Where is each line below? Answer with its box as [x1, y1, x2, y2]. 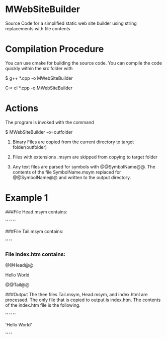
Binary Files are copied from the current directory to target [12, 139, 134, 145]
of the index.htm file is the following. [5, 302, 80, 308]
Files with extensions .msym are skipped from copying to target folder [12, 154, 158, 160]
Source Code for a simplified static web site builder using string [5, 20, 137, 26]
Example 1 [5, 192, 48, 203]
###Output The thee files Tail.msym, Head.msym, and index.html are [5, 292, 148, 298]
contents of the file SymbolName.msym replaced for [12, 169, 121, 175]
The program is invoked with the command [5, 119, 94, 125]
